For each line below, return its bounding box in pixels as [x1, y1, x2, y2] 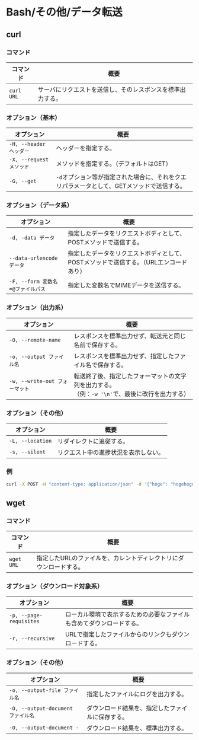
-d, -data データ [9, 235, 55, 241]
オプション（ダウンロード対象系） [6, 582, 104, 590]
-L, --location [9, 438, 52, 445]
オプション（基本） [6, 113, 61, 122]
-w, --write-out [9, 378, 55, 384]
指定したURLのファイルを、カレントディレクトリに [36, 554, 179, 562]
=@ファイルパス [9, 286, 46, 292]
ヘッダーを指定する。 [56, 144, 115, 152]
